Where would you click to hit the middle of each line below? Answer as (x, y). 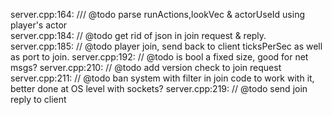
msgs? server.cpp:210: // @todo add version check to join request (146, 67)
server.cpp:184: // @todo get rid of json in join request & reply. (138, 35)
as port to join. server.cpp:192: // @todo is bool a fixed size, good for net (159, 57)
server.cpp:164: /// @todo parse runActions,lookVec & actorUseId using (157, 14)
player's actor (39, 25)
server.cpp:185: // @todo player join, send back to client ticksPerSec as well (166, 46)
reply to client (38, 99)
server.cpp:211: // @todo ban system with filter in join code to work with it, (162, 78)
